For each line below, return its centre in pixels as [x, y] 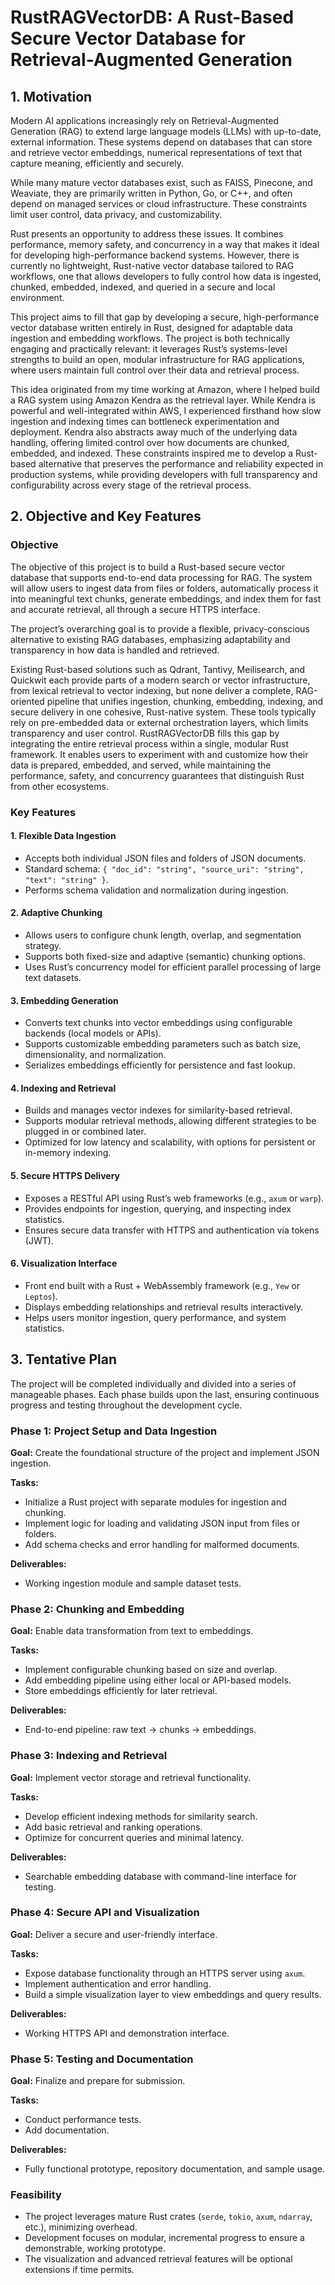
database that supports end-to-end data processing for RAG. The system [161, 577]
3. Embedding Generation [64, 1000]
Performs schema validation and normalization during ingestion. [156, 890]
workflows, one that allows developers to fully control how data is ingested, [166, 276]
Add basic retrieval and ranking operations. [113, 1827]
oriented [27, 701]
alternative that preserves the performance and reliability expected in [181, 464]
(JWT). [39, 1240]
